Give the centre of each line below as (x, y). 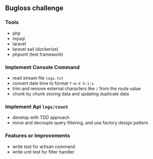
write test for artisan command (44, 147)
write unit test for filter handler (43, 152)
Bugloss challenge (34, 8)
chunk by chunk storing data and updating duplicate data (71, 93)
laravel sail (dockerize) (35, 49)
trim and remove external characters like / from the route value (76, 88)
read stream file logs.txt (38, 78)
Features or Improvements (38, 136)
